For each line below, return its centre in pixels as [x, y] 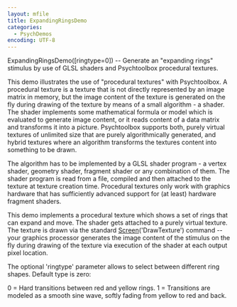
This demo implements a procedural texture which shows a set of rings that [118, 215]
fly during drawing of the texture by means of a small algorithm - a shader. [116, 104]
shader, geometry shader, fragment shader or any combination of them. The [119, 171]
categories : [25, 27]
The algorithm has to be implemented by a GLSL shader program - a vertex [117, 163]
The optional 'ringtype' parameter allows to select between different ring [114, 266]
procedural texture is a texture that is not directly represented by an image [116, 90]
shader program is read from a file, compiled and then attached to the [109, 179]
